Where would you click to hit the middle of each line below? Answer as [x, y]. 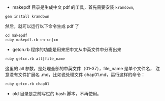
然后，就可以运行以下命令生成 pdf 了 [42, 26]
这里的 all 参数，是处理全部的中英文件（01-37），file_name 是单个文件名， [80, 68]
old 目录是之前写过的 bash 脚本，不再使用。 [57, 94]
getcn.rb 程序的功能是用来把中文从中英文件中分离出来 [67, 50]
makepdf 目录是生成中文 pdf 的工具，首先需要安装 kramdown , [73, 7]
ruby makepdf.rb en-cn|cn [32, 40]
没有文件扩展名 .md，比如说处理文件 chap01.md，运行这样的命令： [77, 75]
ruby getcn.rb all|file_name [35, 59]
